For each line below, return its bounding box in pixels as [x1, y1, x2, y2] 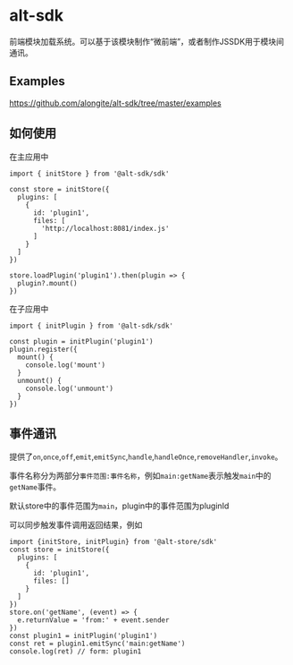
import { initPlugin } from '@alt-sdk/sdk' [9, 321, 174, 330]
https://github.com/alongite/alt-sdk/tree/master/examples [9, 98, 222, 108]
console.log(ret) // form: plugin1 [9, 647, 142, 656]
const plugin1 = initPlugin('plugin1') [9, 632, 158, 641]
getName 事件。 [9, 482, 62, 492]
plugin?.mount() [17, 278, 78, 287]
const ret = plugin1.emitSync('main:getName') [9, 639, 186, 649]
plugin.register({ [9, 345, 78, 354]
